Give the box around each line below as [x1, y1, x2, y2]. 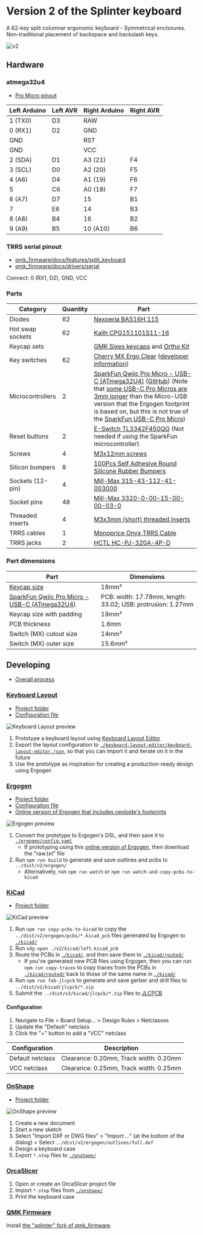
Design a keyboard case [14, 1145, 76, 1152]
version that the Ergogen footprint [93, 400, 190, 408]
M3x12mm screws [93, 450, 147, 458]
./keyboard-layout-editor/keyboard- [100, 742, 192, 748]
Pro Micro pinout [14, 92, 57, 99]
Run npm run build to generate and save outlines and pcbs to [14, 856, 168, 863]
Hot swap [9, 325, 37, 334]
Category [19, 305, 47, 314]
